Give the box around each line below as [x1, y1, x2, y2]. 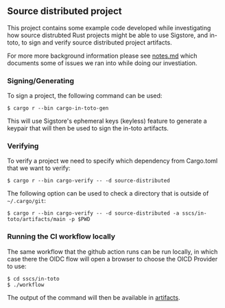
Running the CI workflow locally [7, 232, 115, 241]
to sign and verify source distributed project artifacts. [21, 38, 173, 47]
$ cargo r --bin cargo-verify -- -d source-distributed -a [7, 210, 180, 217]
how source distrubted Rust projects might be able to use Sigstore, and [7, 31, 208, 39]
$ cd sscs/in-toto [7, 275, 60, 282]
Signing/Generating [7, 75, 74, 85]
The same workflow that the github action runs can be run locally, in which [7, 247, 218, 256]
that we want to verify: [7, 164, 71, 172]
